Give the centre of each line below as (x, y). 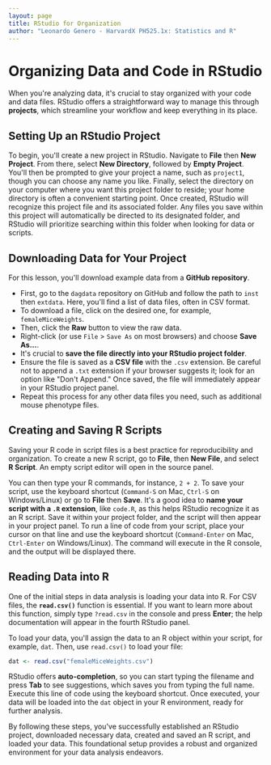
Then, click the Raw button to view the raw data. (101, 328)
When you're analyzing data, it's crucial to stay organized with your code (130, 93)
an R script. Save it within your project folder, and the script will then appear (135, 517)
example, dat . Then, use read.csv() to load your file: (96, 646)
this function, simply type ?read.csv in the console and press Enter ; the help (135, 613)
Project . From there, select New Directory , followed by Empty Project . (126, 164)
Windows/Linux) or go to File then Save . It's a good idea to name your (126, 500)
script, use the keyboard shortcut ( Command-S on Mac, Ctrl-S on (114, 491)
